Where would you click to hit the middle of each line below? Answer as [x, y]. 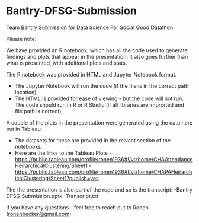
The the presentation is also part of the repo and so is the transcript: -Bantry [99, 189]
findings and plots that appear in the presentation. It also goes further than [97, 56]
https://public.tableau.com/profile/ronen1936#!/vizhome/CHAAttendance [104, 159]
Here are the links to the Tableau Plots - [63, 153]
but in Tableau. [24, 129]
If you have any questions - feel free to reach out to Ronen [78, 207]
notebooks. [28, 146]
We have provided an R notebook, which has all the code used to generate [97, 50]
